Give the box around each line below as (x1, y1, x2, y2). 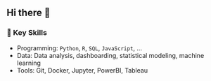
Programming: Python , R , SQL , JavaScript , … (16, 43, 142, 52)
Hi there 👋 (6, 7, 51, 19)
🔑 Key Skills (6, 28, 47, 38)
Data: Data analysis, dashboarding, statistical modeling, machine (16, 51, 205, 59)
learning (16, 59, 41, 67)
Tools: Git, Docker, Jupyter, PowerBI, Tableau (16, 66, 148, 74)
